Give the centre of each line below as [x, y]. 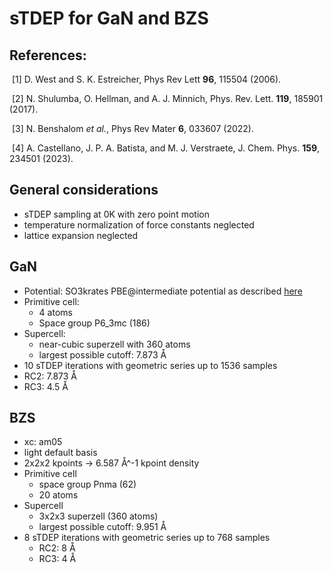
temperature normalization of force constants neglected [139, 224]
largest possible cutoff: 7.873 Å [102, 354]
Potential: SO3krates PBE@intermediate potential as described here [163, 291]
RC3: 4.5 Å [46, 386]
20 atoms [58, 495]
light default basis [60, 453]
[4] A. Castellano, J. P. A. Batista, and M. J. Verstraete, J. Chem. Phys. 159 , [166, 148]
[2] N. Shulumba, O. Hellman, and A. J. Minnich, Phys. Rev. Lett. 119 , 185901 [167, 98]
